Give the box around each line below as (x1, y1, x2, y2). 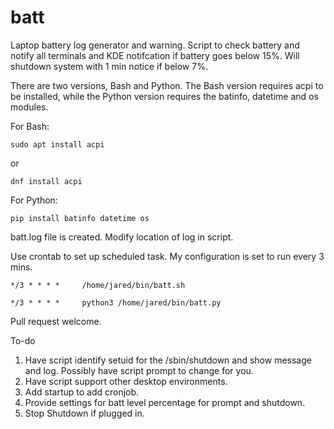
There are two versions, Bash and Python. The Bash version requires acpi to (10, 79, 324, 91)
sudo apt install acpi (10, 139, 105, 150)
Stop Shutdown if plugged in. (24, 407, 145, 419)
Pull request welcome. (10, 315, 102, 327)
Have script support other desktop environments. (24, 375, 228, 387)
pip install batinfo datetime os (10, 213, 150, 223)
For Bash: (10, 120, 50, 132)
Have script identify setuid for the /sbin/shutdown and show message (24, 354, 312, 366)
